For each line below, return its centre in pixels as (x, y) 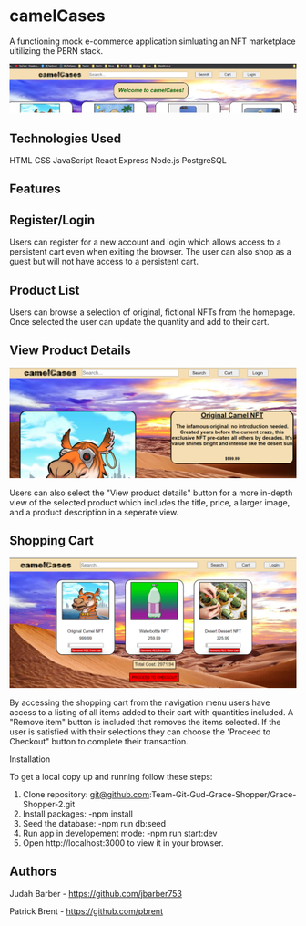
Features (35, 189)
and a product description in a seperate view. (94, 512)
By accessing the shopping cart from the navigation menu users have (140, 702)
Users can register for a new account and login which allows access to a (146, 242)
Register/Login (52, 220)
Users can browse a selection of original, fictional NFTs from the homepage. (153, 312)
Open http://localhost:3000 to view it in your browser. (123, 843)
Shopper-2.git (49, 804)
